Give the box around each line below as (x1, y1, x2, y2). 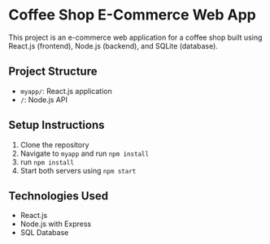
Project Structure (8, 65, 98, 79)
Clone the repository (20, 139, 89, 149)
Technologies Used (8, 189, 108, 203)
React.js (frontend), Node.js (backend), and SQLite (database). (8, 41, 218, 50)
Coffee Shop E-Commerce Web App (8, 6, 256, 24)
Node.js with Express (20, 219, 92, 229)
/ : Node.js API (20, 95, 67, 105)
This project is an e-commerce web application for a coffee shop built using (8, 32, 263, 42)
